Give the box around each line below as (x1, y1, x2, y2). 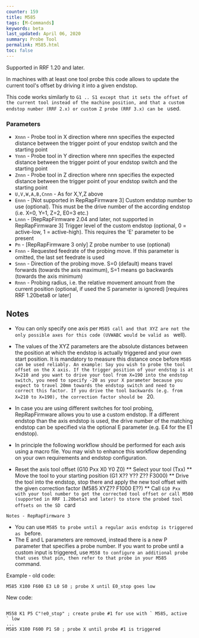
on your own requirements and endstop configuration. (14, 454, 147, 461)
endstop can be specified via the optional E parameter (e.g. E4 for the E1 (14, 423, 192, 431)
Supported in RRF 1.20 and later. (6, 64, 85, 71)
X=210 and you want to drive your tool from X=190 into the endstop (14, 372, 188, 378)
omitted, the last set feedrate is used (14, 254, 105, 261)
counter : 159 (6, 8, 39, 15)
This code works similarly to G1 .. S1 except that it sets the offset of (6, 93, 188, 100)
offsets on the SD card (14, 501, 76, 509)
